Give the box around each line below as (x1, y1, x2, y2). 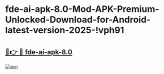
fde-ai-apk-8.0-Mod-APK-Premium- (5, 3, 159, 15)
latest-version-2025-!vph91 (5, 25, 124, 36)
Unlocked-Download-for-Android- (5, 14, 151, 25)
